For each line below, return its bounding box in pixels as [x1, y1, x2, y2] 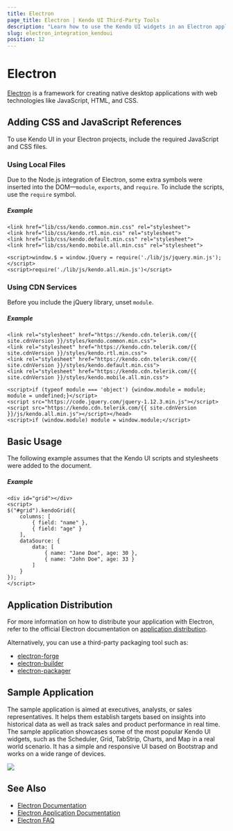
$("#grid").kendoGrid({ [7, 507, 76, 515]
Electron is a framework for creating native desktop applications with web [7, 89, 218, 97]
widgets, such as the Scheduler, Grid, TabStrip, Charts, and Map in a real [7, 734, 215, 743]
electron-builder [17, 659, 64, 668]
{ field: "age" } [32, 526, 82, 533]
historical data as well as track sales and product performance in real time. [7, 720, 221, 728]
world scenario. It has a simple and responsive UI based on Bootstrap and [7, 742, 218, 750]
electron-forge [17, 652, 60, 660]
